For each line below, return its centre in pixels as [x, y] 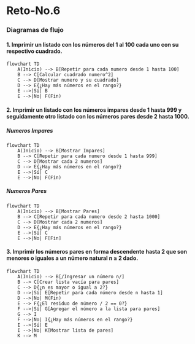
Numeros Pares [27, 191]
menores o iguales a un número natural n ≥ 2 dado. [72, 258]
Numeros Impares [30, 130]
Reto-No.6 [33, 11]
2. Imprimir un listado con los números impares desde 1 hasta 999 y [94, 110]
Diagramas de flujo [35, 30]
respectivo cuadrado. [34, 51]
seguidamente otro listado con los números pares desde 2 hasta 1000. [98, 116]
